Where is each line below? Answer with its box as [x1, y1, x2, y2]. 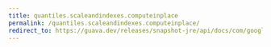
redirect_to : [8, 26, 52, 34]
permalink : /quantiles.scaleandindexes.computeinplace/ [8, 19, 200, 27]
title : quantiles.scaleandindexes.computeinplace [8, 11, 179, 20]
